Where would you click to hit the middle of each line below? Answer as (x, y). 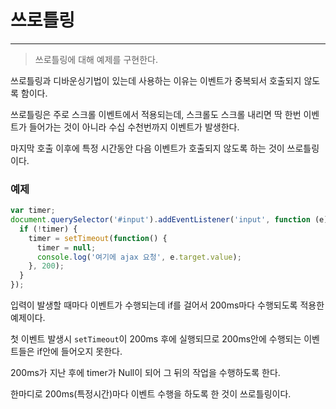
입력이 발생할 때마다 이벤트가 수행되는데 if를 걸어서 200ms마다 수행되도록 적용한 (167, 305)
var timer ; (33, 211)
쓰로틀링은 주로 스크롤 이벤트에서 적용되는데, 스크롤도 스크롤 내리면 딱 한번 (156, 114)
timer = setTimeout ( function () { (98, 238)
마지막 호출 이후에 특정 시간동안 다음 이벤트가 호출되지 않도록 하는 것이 (147, 148)
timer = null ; (66, 247)
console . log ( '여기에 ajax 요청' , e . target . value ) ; (139, 257)
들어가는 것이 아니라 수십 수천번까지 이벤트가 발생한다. (134, 127)
